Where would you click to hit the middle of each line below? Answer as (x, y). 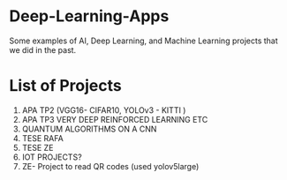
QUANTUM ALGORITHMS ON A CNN (89, 129)
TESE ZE (38, 147)
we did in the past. (43, 49)
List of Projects (65, 86)
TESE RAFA (42, 138)
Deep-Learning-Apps (89, 16)
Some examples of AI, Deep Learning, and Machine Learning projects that (143, 41)
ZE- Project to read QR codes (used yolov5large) (110, 166)
